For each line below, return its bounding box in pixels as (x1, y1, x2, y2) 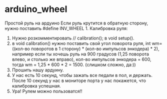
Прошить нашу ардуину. (11, 66, 64, 73)
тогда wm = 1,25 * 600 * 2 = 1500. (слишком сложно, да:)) (11, 61, 136, 67)
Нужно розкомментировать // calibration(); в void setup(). (11, 35, 134, 41)
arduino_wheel (4, 3, 67, 15)
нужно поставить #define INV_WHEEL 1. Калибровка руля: (4, 25, 128, 31)
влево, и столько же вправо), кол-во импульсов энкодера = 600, (11, 56, 151, 62)
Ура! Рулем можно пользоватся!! (11, 88, 83, 94)
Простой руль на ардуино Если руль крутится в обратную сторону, (4, 20, 148, 26)
